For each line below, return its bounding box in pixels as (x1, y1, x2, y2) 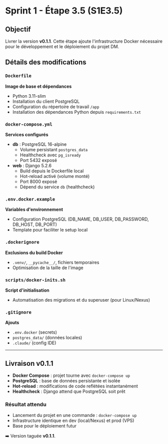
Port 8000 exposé (19, 178, 57, 184)
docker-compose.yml (5, 121, 52, 127)
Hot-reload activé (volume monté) (19, 173, 90, 179)
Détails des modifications (5, 58, 86, 67)
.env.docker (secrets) (12, 329, 57, 335)
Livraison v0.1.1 (5, 359, 53, 368)
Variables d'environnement (5, 206, 63, 212)
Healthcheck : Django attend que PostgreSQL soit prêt (12, 388, 126, 394)
